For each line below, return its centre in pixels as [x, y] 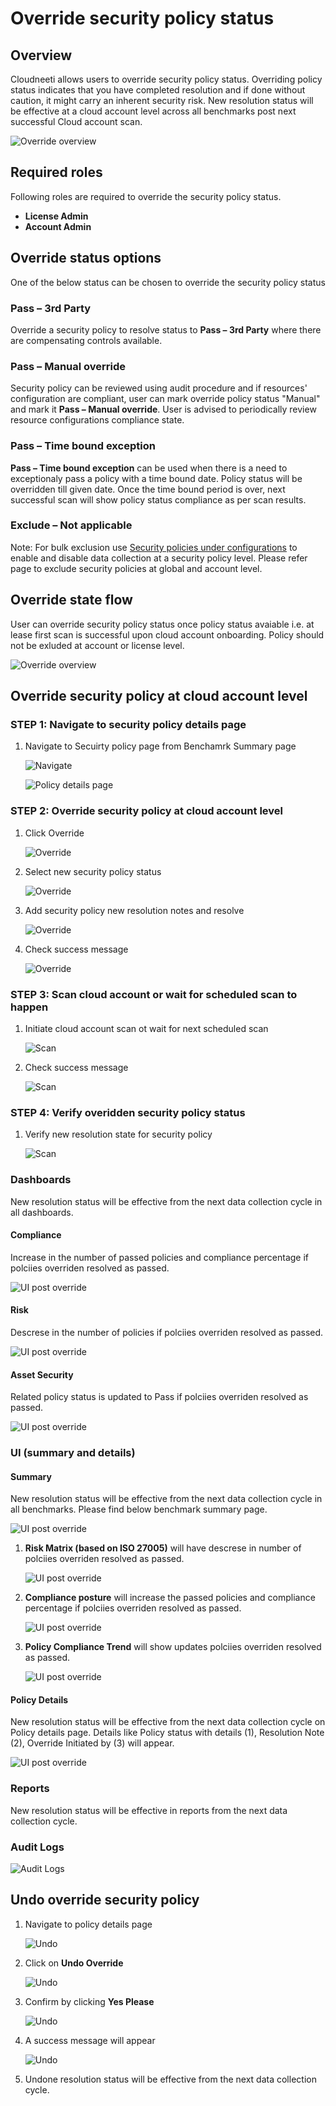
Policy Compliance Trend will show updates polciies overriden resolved [173, 1647]
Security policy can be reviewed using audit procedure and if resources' [159, 388]
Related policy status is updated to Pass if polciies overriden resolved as [159, 1397]
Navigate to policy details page [88, 1924]
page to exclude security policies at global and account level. [136, 568]
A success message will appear [90, 2040]
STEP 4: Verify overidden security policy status [128, 1112]
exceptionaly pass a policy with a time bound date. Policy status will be [156, 478]
